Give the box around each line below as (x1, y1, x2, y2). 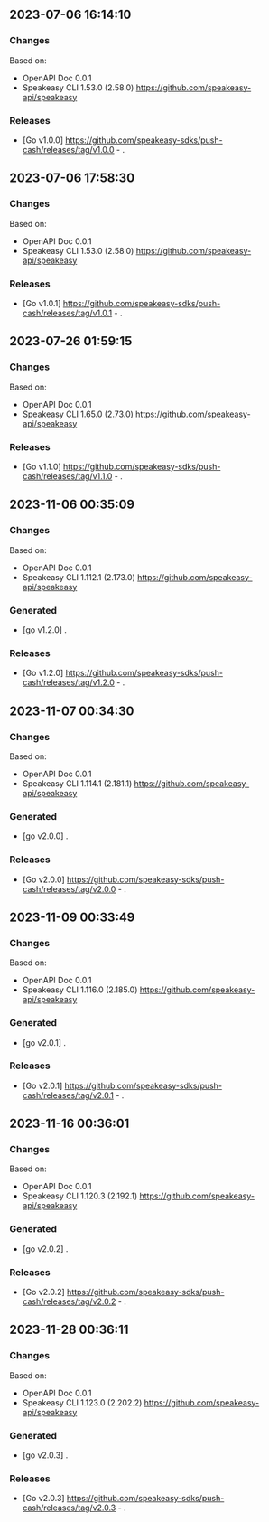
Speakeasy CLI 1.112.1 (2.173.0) (22, 571, 135, 582)
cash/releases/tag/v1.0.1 (22, 307, 113, 318)
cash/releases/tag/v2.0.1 (22, 1089, 115, 1101)
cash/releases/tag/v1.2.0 (22, 677, 116, 688)
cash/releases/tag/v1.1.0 (22, 470, 113, 482)
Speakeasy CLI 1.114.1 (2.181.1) (22, 777, 133, 789)
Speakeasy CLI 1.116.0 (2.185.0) (22, 984, 138, 995)
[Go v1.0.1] (22, 297, 61, 308)
